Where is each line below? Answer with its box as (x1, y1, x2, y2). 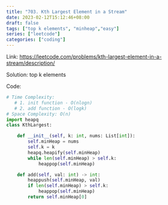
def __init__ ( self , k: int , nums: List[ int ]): (17, 133, 136, 139)
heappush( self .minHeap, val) (28, 177, 101, 183)
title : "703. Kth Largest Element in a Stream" (6, 8, 128, 15)
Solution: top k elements (6, 71, 66, 78)
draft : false (6, 20, 39, 26)
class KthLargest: (6, 122, 52, 128)
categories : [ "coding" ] (6, 37, 66, 43)
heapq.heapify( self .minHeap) (28, 149, 101, 156)
